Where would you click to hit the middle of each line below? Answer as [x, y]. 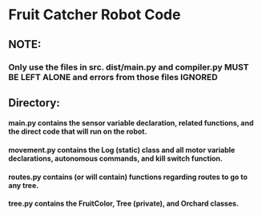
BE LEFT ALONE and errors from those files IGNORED [113, 77]
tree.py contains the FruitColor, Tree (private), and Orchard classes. [123, 204]
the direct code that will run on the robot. [78, 132]
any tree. [24, 185]
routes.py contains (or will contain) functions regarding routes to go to [128, 177]
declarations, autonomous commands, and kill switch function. [115, 158]
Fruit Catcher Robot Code [95, 15]
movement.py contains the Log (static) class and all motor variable [122, 150]
